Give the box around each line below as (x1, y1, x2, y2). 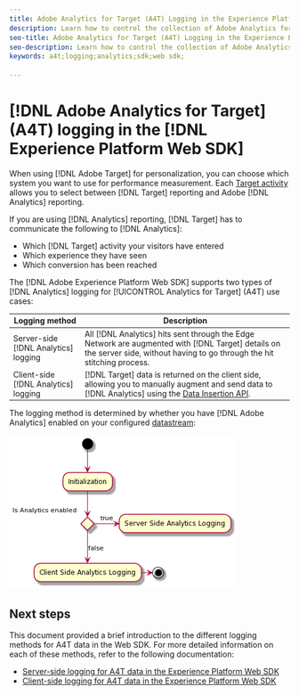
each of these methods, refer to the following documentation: (9, 649, 234, 659)
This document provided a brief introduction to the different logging (9, 630, 257, 641)
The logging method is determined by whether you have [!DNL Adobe (9, 408, 264, 419)
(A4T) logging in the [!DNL (9, 120, 207, 140)
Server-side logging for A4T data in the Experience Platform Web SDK (21, 666, 280, 677)
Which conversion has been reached (21, 259, 158, 270)
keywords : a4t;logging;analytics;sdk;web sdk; (9, 52, 185, 61)
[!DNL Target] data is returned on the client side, (84, 369, 262, 380)
